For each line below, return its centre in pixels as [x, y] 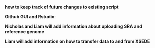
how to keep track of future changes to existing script [62, 7]
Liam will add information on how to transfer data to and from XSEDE [78, 41]
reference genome [25, 31]
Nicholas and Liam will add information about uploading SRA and [74, 26]
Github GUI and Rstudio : [31, 17]
